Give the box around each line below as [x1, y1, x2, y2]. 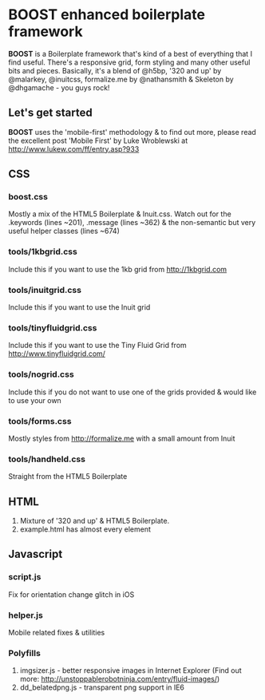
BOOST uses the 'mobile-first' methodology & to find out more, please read [8, 127, 257, 136]
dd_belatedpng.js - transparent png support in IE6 [19, 682, 185, 692]
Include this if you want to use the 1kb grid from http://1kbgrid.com [8, 264, 227, 274]
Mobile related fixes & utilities [8, 628, 105, 638]
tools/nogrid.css [8, 369, 74, 380]
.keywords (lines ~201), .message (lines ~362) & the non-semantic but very [8, 218, 256, 227]
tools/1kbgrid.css [8, 246, 77, 257]
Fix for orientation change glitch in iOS [8, 589, 135, 599]
